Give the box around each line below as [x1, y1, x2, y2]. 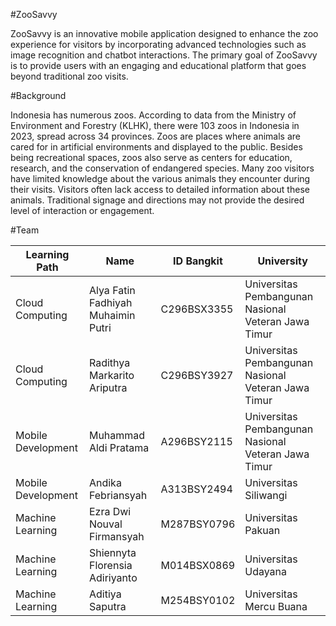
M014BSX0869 [160, 559, 236, 572]
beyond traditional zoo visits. [10, 70, 129, 82]
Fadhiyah [88, 296, 133, 309]
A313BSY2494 [160, 482, 233, 496]
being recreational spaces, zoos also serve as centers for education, [10, 152, 293, 163]
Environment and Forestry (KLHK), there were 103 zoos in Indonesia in [10, 120, 300, 131]
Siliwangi [244, 489, 288, 502]
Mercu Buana [244, 600, 308, 613]
